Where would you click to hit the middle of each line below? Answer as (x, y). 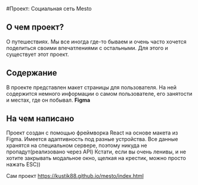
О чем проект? (35, 27)
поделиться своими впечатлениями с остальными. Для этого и (87, 48)
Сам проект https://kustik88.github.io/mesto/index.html (75, 176)
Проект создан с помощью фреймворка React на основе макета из (92, 133)
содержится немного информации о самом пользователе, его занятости (99, 93)
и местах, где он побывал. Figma (48, 100)
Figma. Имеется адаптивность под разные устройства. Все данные (92, 139)
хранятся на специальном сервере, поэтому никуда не (77, 146)
